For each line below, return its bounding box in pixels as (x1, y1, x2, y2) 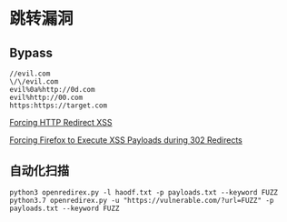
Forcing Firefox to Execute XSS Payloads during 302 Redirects (9, 135, 243, 146)
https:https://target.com (9, 101, 107, 110)
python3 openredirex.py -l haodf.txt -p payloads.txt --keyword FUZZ (9, 187, 279, 197)
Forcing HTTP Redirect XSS (9, 117, 113, 127)
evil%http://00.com (9, 93, 84, 102)
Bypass (9, 45, 53, 60)
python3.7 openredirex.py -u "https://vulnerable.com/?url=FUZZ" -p (9, 196, 274, 205)
